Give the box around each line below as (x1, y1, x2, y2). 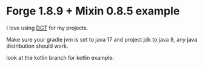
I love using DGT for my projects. (6, 24, 88, 31)
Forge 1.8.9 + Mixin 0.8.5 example (6, 4, 180, 18)
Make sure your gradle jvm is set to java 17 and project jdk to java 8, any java (6, 36, 198, 43)
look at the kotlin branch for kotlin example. (6, 54, 115, 61)
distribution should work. (6, 42, 68, 49)
